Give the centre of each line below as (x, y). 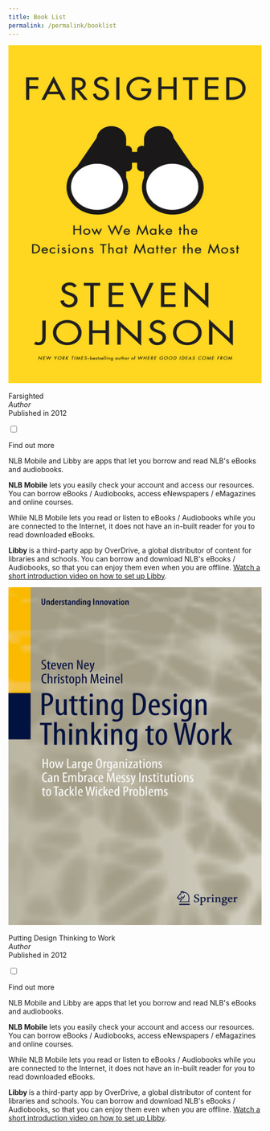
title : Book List (37, 17)
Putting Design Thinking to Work (62, 938)
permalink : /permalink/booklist (62, 25)
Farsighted (26, 396)
